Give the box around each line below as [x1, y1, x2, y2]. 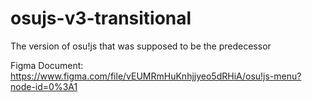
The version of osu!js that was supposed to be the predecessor [10, 40, 272, 52]
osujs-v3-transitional [10, 7, 192, 30]
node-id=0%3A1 [10, 80, 78, 92]
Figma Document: [10, 59, 84, 71]
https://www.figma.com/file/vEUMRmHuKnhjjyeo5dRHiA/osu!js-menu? [10, 70, 302, 82]
